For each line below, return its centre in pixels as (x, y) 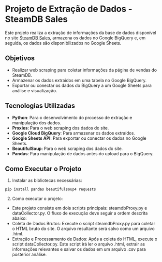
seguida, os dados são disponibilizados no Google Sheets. (63, 43)
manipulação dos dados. (37, 123)
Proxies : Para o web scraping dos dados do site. (60, 128)
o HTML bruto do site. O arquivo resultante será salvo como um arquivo (83, 229)
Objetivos (20, 58)
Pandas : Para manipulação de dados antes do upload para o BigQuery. (83, 153)
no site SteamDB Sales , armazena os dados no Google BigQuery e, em (75, 38)
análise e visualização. (34, 90)
